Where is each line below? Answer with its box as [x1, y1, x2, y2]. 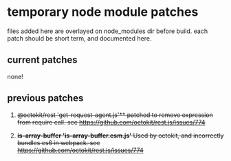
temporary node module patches [7, 4, 199, 20]
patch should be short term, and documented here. [7, 34, 152, 42]
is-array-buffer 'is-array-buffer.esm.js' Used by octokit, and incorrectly [16, 131, 224, 140]
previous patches [7, 92, 84, 104]
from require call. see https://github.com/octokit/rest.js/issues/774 [16, 118, 206, 126]
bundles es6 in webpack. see [16, 138, 101, 147]
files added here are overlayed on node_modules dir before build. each [7, 27, 208, 35]
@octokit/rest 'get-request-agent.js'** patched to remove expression [16, 111, 213, 119]
